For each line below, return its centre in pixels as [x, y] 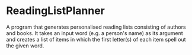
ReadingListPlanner [55, 11]
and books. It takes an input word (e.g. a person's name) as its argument [95, 33]
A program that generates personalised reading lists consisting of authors [96, 27]
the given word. [25, 46]
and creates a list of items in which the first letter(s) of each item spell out [96, 39]
